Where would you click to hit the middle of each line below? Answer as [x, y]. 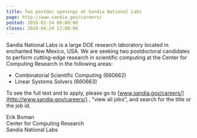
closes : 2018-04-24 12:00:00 [42, 28]
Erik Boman [20, 117]
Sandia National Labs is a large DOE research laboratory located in [88, 45]
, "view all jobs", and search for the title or [140, 100]
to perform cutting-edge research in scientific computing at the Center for [97, 57]
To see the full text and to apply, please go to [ [63, 93]
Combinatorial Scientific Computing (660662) [70, 75]
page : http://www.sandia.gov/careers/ [54, 17]
